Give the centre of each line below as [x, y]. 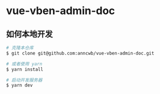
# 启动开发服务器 [24, 80]
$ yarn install [25, 69]
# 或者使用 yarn [24, 64]
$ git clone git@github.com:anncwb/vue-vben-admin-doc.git [80, 53]
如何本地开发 [30, 34]
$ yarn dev [19, 85]
